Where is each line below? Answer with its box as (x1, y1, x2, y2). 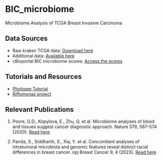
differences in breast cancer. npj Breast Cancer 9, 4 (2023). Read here (12, 149, 157, 155)
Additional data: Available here (12, 53, 75, 59)
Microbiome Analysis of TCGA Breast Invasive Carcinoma (5, 20, 122, 26)
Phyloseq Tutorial (12, 85, 48, 91)
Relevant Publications (5, 105, 74, 114)
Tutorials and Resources (5, 73, 82, 81)
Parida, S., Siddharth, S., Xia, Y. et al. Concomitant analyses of (12, 139, 140, 145)
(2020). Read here (12, 129, 50, 135)
